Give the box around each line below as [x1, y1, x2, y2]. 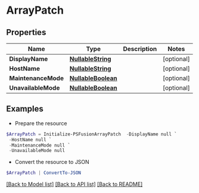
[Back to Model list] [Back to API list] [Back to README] [6, 181, 143, 188]
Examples [6, 104, 43, 114]
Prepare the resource [14, 119, 67, 126]
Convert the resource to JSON [14, 159, 89, 166]
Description [123, 45, 157, 53]
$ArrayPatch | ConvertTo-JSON [6, 170, 82, 176]
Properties [6, 27, 46, 37]
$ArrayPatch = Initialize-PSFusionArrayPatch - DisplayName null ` [6, 131, 178, 137]
